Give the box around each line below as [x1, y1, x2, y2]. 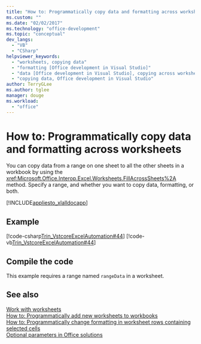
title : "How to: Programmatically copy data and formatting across [6, 8, 178, 15]
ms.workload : [6, 98, 39, 104]
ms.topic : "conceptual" [6, 31, 66, 37]
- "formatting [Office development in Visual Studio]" [11, 64, 151, 71]
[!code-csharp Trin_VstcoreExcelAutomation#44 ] [6, 232, 126, 240]
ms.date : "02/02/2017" [6, 20, 63, 26]
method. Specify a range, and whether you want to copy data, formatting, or [6, 181, 194, 189]
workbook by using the [6, 169, 63, 176]
